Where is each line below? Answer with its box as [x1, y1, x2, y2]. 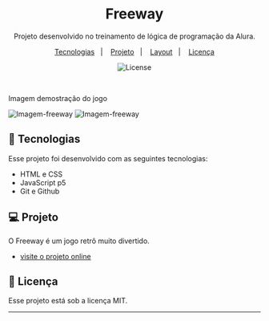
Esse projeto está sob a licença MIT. [8, 296, 128, 306]
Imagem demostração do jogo [8, 93, 108, 103]
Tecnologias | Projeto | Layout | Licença [54, 47, 215, 56]
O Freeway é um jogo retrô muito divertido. [8, 236, 150, 246]
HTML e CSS [19, 169, 63, 179]
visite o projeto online [19, 251, 91, 261]
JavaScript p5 [19, 177, 66, 187]
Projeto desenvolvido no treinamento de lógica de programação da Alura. [13, 31, 256, 41]
